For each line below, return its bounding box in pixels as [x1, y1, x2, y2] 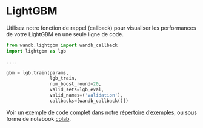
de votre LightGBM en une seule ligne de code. [6, 30, 124, 37]
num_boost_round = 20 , [49, 81, 102, 87]
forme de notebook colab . [6, 115, 72, 122]
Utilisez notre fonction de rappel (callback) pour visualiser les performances [6, 24, 196, 31]
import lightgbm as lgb [6, 48, 67, 54]
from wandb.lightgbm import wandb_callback [6, 42, 118, 48]
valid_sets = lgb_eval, [49, 86, 104, 93]
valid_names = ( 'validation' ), [49, 92, 123, 98]
